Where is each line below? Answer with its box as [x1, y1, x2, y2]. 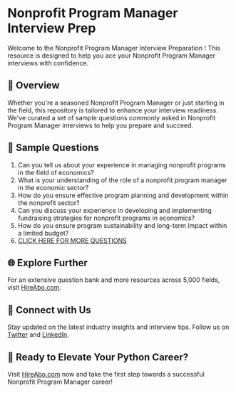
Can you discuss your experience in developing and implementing [17, 206, 212, 214]
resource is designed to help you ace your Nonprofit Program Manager [7, 51, 216, 60]
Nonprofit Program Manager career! [7, 377, 113, 386]
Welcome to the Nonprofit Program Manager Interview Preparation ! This [7, 43, 221, 52]
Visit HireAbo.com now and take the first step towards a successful [7, 370, 205, 378]
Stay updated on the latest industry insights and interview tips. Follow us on [7, 323, 230, 332]
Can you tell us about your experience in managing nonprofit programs [17, 160, 226, 169]
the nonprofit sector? [17, 198, 80, 207]
